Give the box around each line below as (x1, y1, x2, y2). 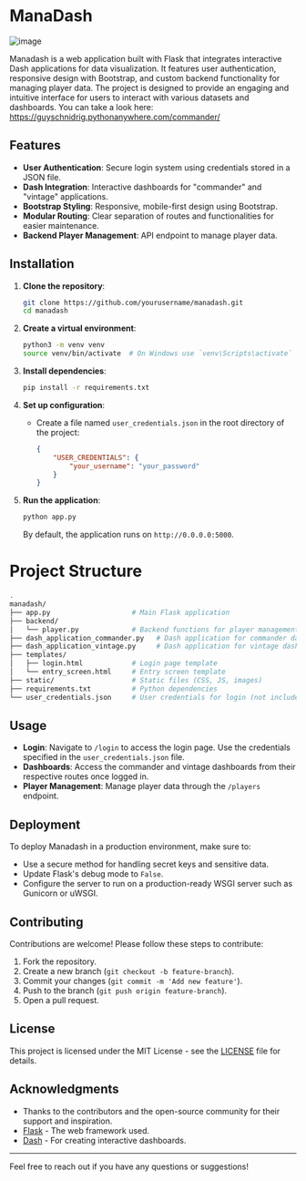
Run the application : (22, 495, 101, 506)
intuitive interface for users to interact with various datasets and (9, 92, 250, 103)
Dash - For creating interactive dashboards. (22, 1135, 187, 1145)
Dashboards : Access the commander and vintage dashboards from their (22, 762, 296, 773)
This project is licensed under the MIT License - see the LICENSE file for (9, 1045, 280, 1056)
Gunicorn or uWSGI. (22, 888, 98, 899)
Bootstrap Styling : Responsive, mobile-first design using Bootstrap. (22, 200, 278, 211)
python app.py (22, 512, 76, 522)
